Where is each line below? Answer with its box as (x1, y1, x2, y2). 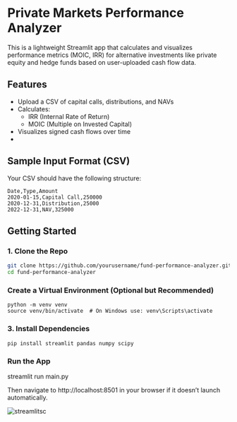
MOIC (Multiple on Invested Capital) (28, 120, 133, 128)
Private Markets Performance (7, 5, 185, 21)
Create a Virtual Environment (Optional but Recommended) (7, 285, 214, 295)
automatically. (7, 393, 48, 402)
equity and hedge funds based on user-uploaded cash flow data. (7, 58, 196, 66)
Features (7, 79, 47, 91)
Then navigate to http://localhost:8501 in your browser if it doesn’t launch (7, 385, 221, 394)
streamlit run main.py (7, 372, 69, 380)
